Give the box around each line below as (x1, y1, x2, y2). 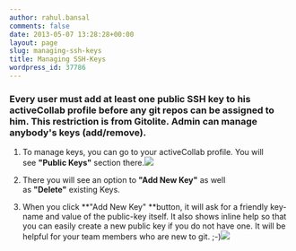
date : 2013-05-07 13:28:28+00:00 (9, 30, 135, 39)
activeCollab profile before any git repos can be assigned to (9, 104, 275, 117)
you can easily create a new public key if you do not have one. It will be (22, 221, 286, 231)
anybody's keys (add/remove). (9, 126, 146, 139)
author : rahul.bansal (9, 13, 91, 22)
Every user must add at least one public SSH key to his (9, 92, 251, 105)
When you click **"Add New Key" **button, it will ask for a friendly (22, 202, 269, 212)
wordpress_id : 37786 (9, 64, 87, 73)
